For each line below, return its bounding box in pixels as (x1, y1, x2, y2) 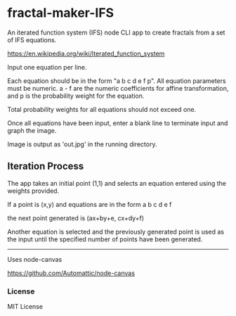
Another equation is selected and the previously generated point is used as (7, 227, 225, 236)
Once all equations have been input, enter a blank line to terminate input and (7, 118, 228, 127)
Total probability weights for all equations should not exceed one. (7, 105, 197, 113)
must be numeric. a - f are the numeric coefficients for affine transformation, (7, 84, 229, 92)
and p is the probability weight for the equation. (7, 91, 145, 100)
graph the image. (7, 126, 57, 134)
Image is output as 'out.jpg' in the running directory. (7, 139, 157, 148)
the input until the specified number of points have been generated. (7, 234, 203, 244)
